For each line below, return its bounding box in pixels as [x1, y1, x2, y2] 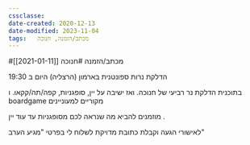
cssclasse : [8, 11, 45, 20]
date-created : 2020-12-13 [8, 19, 95, 27]
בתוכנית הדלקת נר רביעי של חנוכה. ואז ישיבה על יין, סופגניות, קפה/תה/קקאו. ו [8, 88, 243, 97]
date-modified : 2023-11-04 [8, 27, 99, 35]
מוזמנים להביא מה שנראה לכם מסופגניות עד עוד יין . [8, 112, 165, 122]
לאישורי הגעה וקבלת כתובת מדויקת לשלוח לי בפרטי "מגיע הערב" [8, 127, 205, 137]
